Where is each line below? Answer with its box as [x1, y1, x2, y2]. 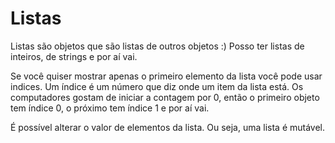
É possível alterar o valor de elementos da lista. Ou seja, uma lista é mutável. [10, 121, 326, 133]
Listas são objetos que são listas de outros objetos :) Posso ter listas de [10, 40, 305, 52]
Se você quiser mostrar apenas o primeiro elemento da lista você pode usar [10, 70, 323, 82]
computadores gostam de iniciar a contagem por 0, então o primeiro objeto [10, 91, 320, 103]
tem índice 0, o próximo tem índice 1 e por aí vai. [10, 102, 210, 114]
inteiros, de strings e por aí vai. [10, 50, 138, 62]
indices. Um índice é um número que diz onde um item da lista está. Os [10, 80, 304, 92]
